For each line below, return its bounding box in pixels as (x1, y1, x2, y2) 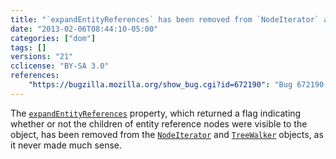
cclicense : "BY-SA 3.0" (10, 61, 110, 71)
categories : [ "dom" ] (10, 33, 97, 43)
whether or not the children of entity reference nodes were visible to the (10, 117, 308, 130)
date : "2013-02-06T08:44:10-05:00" (10, 24, 159, 34)
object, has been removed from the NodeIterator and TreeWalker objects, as (10, 128, 324, 140)
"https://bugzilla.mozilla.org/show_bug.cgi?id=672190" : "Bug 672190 (28, 80, 325, 90)
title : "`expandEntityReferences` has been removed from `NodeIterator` (10, 14, 320, 25)
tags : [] (10, 42, 47, 53)
